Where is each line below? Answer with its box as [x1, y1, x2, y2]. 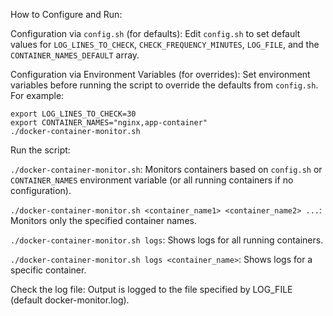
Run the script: [10, 144, 71, 156]
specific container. [10, 264, 87, 276]
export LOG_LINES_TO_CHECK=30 [10, 109, 137, 119]
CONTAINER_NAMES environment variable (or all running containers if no [10, 174, 294, 186]
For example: [10, 90, 65, 101]
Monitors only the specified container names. [10, 215, 197, 226]
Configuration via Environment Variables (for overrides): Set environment [10, 69, 311, 80]
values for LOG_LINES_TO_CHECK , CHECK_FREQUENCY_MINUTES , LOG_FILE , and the [10, 39, 320, 50]
